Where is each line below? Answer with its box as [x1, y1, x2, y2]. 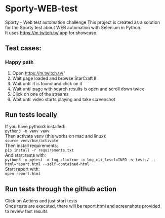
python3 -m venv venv [5, 129, 50, 134]
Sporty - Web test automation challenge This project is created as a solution [5, 19, 160, 25]
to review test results [5, 208, 48, 215]
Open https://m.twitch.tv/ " [12, 70, 66, 76]
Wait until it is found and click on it [12, 80, 82, 86]
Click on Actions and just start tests [5, 198, 78, 204]
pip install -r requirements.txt [5, 148, 74, 153]
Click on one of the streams [12, 91, 69, 97]
